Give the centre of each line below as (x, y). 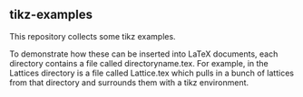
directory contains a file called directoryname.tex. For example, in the (139, 63)
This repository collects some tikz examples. (93, 36)
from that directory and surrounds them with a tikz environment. (129, 82)
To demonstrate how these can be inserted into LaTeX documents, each (144, 54)
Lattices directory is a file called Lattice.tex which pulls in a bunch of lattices (152, 73)
